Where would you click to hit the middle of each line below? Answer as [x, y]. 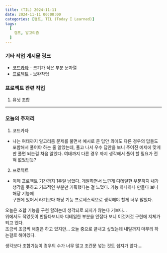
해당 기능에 [23, 193]
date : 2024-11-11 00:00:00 [33, 14]
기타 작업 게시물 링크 [28, 56]
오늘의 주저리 [20, 119]
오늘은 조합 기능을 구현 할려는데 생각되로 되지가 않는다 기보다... [66, 210]
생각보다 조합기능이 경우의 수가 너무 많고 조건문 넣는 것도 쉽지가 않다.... [74, 246]
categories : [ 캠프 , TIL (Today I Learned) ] [50, 19]
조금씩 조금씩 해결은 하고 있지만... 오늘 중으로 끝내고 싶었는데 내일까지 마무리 [79, 229]
